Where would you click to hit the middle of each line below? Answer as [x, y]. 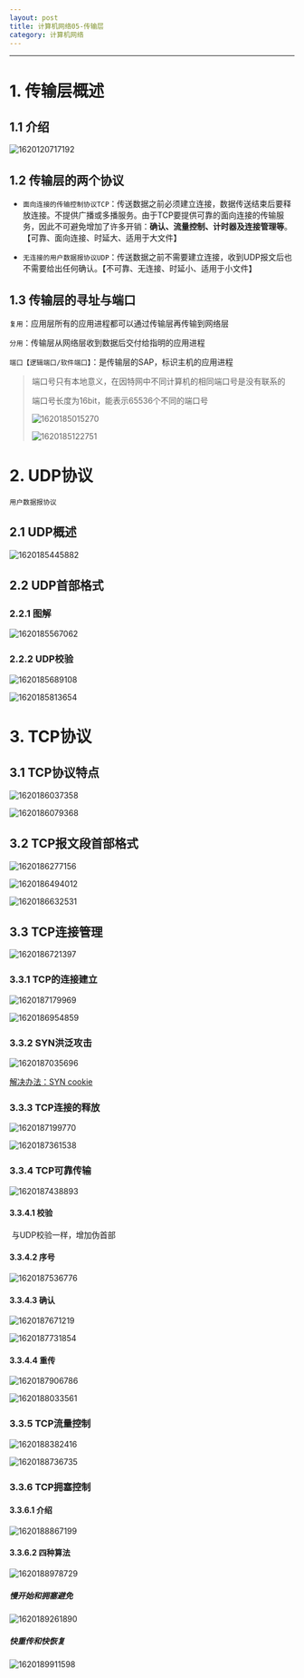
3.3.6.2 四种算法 [40, 1553]
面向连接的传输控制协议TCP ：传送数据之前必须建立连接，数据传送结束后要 [153, 204]
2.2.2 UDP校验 [42, 659]
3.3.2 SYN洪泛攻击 [51, 1043]
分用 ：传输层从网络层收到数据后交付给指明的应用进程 [107, 343]
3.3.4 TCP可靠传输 [51, 1171]
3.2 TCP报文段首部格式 [74, 844]
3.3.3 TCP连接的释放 [55, 1107]
